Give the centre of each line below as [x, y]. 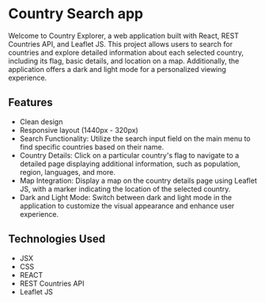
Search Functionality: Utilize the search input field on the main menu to [135, 138]
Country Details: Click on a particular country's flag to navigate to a [129, 155]
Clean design [41, 121]
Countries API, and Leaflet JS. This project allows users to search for [121, 44]
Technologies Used [57, 239]
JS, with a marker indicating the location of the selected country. [125, 189]
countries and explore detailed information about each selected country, [126, 52]
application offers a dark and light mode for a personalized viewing [117, 69]
